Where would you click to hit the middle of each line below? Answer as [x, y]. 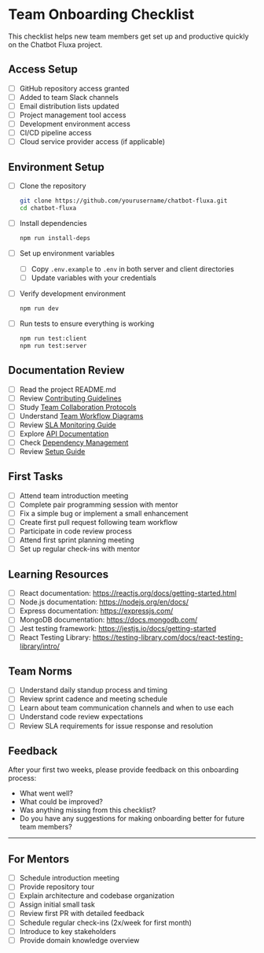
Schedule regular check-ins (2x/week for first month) [106, 922]
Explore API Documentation [64, 434]
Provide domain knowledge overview [79, 940]
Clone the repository [53, 186]
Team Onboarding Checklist [101, 15]
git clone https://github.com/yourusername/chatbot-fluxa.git [123, 201]
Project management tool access [73, 115]
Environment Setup [56, 167]
